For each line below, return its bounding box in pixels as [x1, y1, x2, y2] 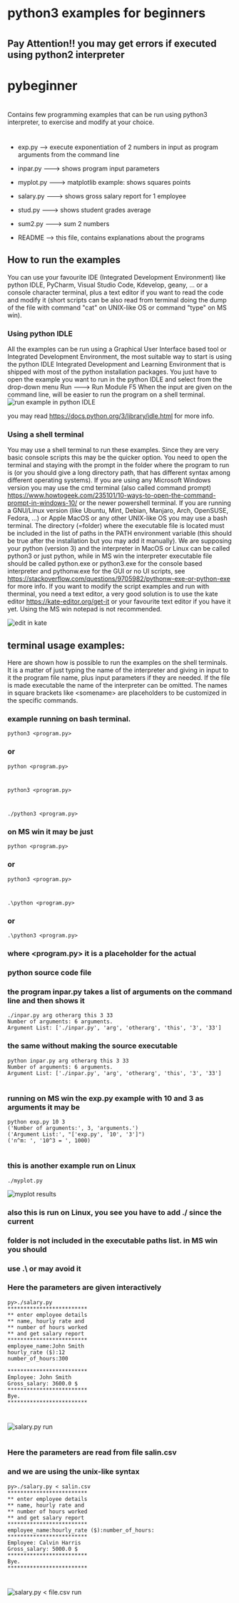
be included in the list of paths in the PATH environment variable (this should [7, 529, 232, 538]
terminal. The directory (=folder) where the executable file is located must [7, 521, 225, 530]
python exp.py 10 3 [7, 1119, 66, 1126]
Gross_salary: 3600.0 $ [7, 1380, 78, 1387]
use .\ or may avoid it [7, 1263, 81, 1273]
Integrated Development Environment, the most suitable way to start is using [7, 352, 232, 361]
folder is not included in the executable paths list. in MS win [7, 1236, 218, 1246]
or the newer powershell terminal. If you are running [78, 499, 232, 507]
